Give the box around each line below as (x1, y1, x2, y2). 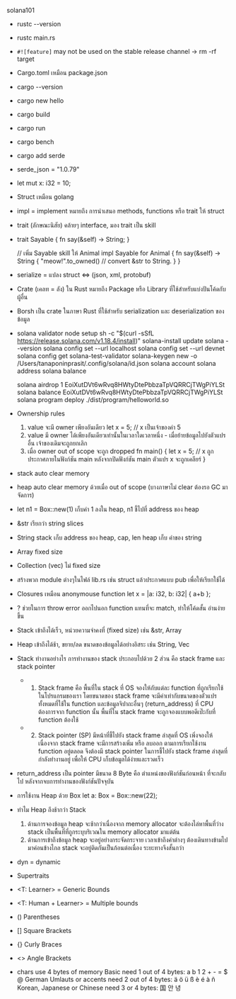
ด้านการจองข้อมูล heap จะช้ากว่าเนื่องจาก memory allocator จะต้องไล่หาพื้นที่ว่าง (27, 820, 224, 828)
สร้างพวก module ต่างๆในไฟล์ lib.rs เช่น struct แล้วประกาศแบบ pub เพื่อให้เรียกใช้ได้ (16, 576, 225, 584)
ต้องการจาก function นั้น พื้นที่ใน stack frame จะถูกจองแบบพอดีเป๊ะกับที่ (37, 708, 216, 715)
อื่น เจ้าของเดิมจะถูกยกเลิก (27, 439, 88, 447)
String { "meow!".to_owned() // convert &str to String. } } (16, 257, 181, 265)
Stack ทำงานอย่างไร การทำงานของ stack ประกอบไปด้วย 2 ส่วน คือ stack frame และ (16, 654, 225, 662)
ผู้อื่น (16, 293, 28, 301)
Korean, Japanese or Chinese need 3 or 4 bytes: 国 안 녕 (16, 983, 182, 992)
